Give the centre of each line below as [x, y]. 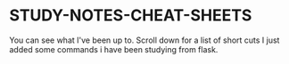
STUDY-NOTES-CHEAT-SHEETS [131, 16]
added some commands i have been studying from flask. [114, 49]
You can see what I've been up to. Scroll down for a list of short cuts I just [144, 40]
